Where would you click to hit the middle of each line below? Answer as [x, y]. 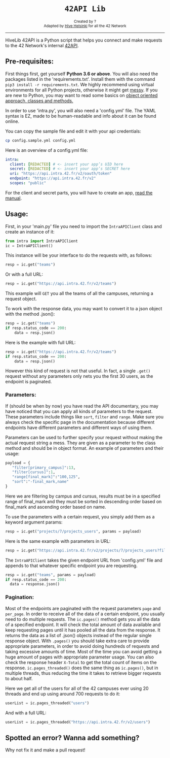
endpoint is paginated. [29, 382]
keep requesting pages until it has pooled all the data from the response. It [83, 630]
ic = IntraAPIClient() [29, 246]
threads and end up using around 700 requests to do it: [63, 694]
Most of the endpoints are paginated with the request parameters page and [83, 608]
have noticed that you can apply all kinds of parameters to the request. [79, 411]
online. [12, 121]
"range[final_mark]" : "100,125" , [46, 477]
